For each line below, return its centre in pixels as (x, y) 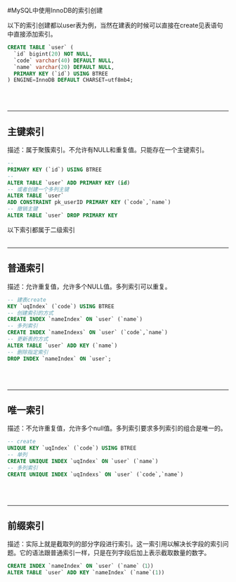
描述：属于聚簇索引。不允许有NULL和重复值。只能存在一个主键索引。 (108, 150)
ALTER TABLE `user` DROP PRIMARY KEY (63, 216)
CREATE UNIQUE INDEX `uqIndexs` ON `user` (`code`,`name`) (96, 474)
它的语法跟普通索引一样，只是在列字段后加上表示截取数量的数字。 (115, 553)
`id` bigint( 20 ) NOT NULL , (53, 54)
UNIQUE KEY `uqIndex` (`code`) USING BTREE (72, 448)
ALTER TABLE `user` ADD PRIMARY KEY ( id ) (69, 183)
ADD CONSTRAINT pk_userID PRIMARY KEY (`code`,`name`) (89, 203)
